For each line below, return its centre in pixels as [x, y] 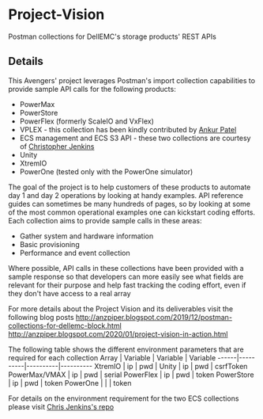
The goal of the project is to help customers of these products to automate [130, 187]
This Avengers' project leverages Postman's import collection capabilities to [131, 80]
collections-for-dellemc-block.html [65, 326]
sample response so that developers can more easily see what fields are [126, 276]
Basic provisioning [50, 244]
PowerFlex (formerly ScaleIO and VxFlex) [86, 121]
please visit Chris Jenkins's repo [61, 406]
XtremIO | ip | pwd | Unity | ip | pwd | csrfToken [171, 366]
